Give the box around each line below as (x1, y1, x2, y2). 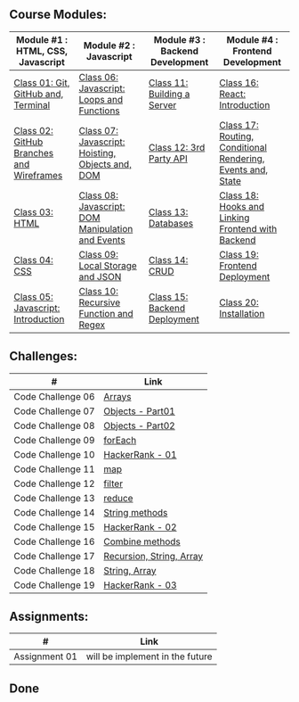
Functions (78, 104, 120, 117)
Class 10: (78, 285, 118, 297)
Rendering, (219, 152, 265, 164)
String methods (103, 506, 168, 518)
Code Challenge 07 (13, 405, 95, 417)
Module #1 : (16, 33, 69, 45)
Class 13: (148, 205, 189, 218)
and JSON (78, 270, 122, 283)
